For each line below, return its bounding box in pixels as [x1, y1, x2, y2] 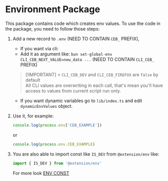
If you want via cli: [20, 45, 59, 51]
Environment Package [5, 4, 100, 15]
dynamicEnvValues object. [20, 103, 73, 109]
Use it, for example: [12, 113, 54, 119]
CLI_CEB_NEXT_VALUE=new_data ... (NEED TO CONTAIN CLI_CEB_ [20, 56, 154, 62]
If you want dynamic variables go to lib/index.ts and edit [20, 98, 143, 104]
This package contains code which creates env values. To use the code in [5, 20, 161, 26]
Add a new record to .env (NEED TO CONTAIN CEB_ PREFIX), [12, 36, 140, 42]
